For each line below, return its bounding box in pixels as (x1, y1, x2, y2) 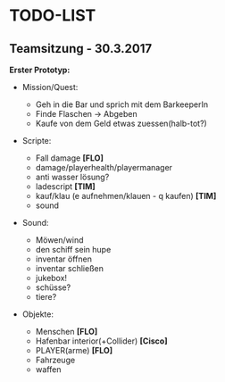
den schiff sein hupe (35, 245, 112, 254)
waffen (35, 364, 62, 375)
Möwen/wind (35, 235, 84, 245)
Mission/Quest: (21, 82, 79, 92)
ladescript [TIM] (35, 181, 96, 192)
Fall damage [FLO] (35, 153, 104, 163)
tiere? (35, 292, 57, 302)
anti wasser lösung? (35, 171, 110, 182)
